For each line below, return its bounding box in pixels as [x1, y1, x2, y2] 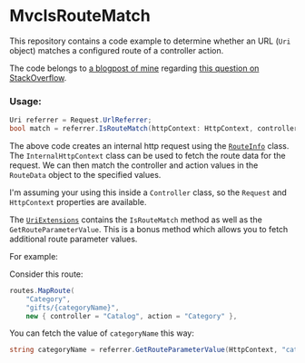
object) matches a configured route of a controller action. [9, 44, 224, 55]
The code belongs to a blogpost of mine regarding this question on [9, 63, 260, 74]
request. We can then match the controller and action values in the [9, 160, 259, 171]
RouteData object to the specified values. [9, 169, 162, 180]
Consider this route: [9, 269, 84, 280]
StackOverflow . [9, 72, 67, 83]
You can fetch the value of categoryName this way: [9, 328, 195, 338]
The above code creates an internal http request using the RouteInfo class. [9, 140, 290, 151]
